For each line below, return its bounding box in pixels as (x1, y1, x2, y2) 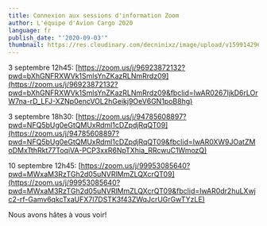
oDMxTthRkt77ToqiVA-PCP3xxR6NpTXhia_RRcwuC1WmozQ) (8, 146, 207, 155)
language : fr (8, 26, 52, 34)
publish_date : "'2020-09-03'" (8, 33, 109, 42)
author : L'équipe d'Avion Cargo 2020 (8, 19, 133, 27)
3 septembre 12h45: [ (8, 63, 79, 72)
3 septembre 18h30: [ (8, 112, 79, 121)
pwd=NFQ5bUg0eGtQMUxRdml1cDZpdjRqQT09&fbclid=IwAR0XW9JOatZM (8, 137, 256, 147)
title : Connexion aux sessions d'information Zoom (8, 11, 180, 20)
